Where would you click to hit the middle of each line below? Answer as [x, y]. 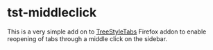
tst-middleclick [52, 13]
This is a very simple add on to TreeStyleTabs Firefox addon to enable [107, 32]
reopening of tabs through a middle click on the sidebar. [87, 38]
